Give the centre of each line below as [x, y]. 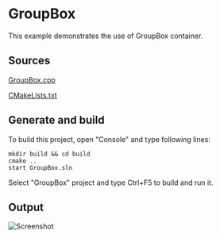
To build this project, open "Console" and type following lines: [109, 139]
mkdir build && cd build [49, 154]
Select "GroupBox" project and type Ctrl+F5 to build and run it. [111, 182]
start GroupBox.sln [41, 167]
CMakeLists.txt [33, 95]
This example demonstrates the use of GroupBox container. [106, 36]
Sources [29, 61]
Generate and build [56, 120]
